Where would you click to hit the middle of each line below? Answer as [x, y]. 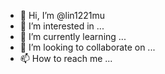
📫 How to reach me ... [66, 58]
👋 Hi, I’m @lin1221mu [62, 15]
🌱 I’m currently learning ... [73, 36]
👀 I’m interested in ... [62, 26]
